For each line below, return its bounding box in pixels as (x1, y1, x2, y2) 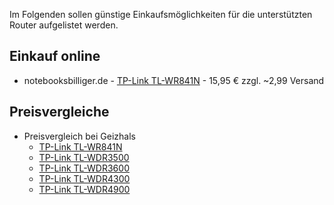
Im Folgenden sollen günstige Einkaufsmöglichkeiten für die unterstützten (9, 9, 313, 20)
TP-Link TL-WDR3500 (38, 151, 130, 163)
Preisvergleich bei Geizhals (23, 130, 136, 142)
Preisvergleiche (9, 104, 110, 121)
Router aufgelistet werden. (9, 19, 119, 31)
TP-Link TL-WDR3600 (38, 162, 130, 174)
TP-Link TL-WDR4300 (38, 172, 131, 184)
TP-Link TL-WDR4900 (38, 183, 131, 195)
